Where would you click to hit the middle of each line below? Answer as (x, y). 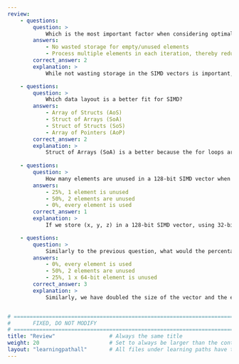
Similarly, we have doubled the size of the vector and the (136, 297)
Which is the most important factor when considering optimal (139, 34)
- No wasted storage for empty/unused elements (117, 47)
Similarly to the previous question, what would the (125, 251)
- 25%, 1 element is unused (87, 192)
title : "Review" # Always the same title (95, 336)
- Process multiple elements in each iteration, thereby (132, 54)
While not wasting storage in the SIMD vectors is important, (139, 73)
